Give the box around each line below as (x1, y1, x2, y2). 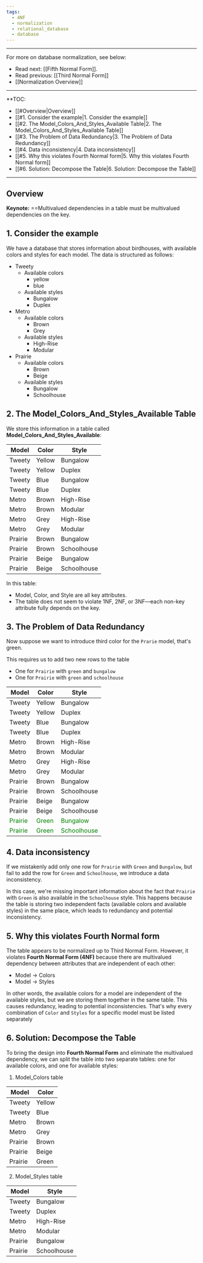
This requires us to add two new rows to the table (6, 656, 130, 663)
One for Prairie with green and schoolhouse (14, 674, 124, 681)
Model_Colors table (14, 1074, 63, 1081)
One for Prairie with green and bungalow (14, 668, 116, 675)
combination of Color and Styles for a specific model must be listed (6, 1009, 175, 1016)
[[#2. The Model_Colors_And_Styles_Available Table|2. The (14, 120, 162, 128)
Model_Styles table (14, 1172, 63, 1180)
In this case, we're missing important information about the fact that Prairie (6, 888, 195, 895)
